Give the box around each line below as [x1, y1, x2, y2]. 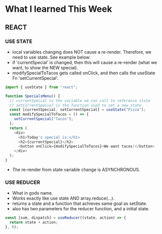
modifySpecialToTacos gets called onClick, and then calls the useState [12, 70, 156, 76]
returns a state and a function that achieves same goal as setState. [12, 201, 148, 206]
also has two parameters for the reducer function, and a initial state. [12, 206, 150, 212]
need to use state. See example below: [12, 54, 91, 60]
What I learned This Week [5, 3, 112, 15]
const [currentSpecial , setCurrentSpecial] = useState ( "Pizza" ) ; [9, 107, 146, 112]
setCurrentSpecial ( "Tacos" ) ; [14, 117, 74, 122]
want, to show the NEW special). [12, 65, 79, 70]
